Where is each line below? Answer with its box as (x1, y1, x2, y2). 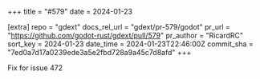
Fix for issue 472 (7, 63, 63, 73)
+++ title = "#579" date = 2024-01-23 (7, 7, 133, 16)
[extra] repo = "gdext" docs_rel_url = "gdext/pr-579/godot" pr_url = (7, 22, 230, 31)
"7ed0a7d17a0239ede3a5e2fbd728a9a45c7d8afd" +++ (7, 48, 192, 57)
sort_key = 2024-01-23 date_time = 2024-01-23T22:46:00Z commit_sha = (7, 39, 254, 49)
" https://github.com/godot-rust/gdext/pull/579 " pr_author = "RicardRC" (7, 31, 244, 40)
